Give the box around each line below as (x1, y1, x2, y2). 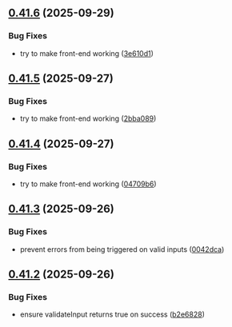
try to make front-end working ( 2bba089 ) (19, 114, 157, 123)
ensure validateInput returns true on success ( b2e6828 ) (19, 309, 206, 319)
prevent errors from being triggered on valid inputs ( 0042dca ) (19, 244, 225, 254)
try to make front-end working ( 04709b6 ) (19, 179, 158, 189)
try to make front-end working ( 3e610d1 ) (19, 48, 154, 58)
